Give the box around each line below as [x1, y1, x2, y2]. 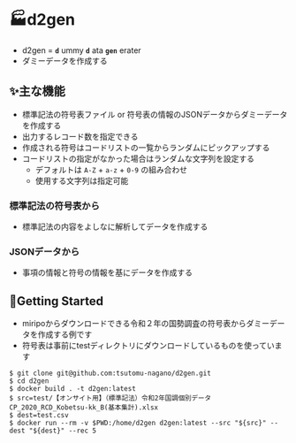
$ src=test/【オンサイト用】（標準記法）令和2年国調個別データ [9, 393, 212, 403]
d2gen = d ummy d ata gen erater [21, 44, 141, 56]
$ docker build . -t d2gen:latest [9, 385, 137, 393]
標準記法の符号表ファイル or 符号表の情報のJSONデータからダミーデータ [21, 109, 288, 119]
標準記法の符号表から [9, 199, 100, 211]
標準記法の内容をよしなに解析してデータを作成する [21, 221, 209, 233]
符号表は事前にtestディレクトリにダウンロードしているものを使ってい [21, 340, 276, 351]
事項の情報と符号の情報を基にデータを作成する [21, 267, 193, 278]
